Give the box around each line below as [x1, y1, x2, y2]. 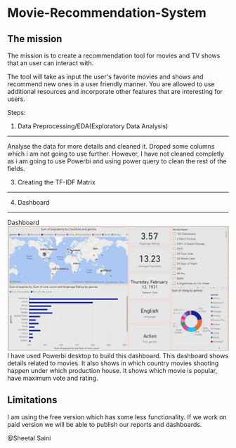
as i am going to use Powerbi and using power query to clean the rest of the [7, 157, 227, 165]
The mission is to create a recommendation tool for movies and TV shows [7, 51, 221, 60]
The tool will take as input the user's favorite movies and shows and [7, 72, 204, 81]
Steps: [7, 109, 26, 116]
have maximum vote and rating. [7, 374, 98, 382]
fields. [7, 165, 26, 172]
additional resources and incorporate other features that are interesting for [7, 88, 223, 95]
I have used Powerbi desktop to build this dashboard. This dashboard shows [7, 351, 229, 360]
